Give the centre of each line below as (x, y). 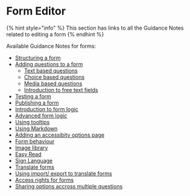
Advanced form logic (41, 116)
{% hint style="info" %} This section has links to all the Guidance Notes (95, 28)
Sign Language (34, 160)
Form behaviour (35, 141)
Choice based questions (54, 77)
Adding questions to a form (49, 64)
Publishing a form (37, 103)
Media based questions (53, 83)
